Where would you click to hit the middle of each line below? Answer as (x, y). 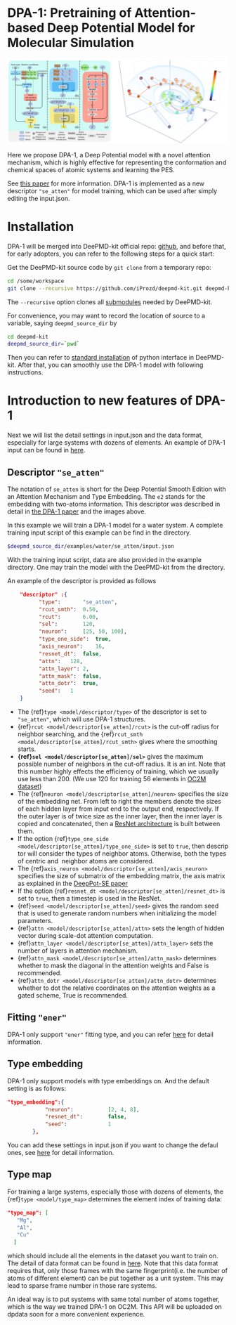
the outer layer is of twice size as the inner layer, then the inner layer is (120, 816)
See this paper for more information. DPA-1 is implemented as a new (106, 183)
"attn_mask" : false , (70, 676)
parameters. (35, 921)
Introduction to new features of (100, 401)
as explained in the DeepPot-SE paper (73, 884)
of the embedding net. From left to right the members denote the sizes (119, 802)
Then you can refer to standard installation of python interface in (101, 358)
